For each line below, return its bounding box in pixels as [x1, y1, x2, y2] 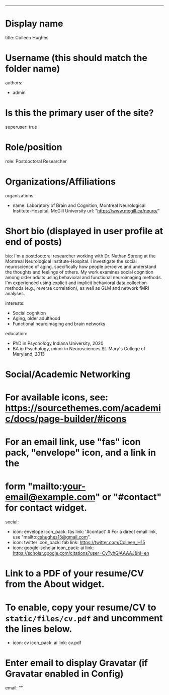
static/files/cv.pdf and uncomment [5, 612, 163, 624]
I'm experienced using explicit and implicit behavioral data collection [5, 280, 147, 286]
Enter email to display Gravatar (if [5, 657, 148, 669]
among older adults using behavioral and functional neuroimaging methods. [5, 274, 162, 280]
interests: [5, 300, 25, 306]
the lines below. [5, 623, 72, 634]
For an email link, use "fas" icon [5, 436, 141, 448]
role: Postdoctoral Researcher [5, 158, 67, 164]
